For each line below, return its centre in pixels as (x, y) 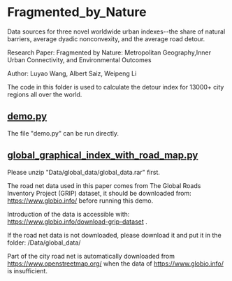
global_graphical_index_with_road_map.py (103, 156)
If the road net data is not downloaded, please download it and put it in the (114, 235)
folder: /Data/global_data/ (44, 243)
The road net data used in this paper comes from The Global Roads (104, 185)
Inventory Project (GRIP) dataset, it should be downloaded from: (99, 193)
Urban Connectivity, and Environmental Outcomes (79, 59)
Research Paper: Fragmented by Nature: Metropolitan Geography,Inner (109, 52)
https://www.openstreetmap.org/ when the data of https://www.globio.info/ (115, 264)
